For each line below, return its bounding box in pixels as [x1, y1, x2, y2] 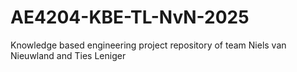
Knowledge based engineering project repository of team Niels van [10, 39, 287, 51]
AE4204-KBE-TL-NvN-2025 [10, 6, 250, 29]
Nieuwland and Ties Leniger [10, 49, 127, 61]
